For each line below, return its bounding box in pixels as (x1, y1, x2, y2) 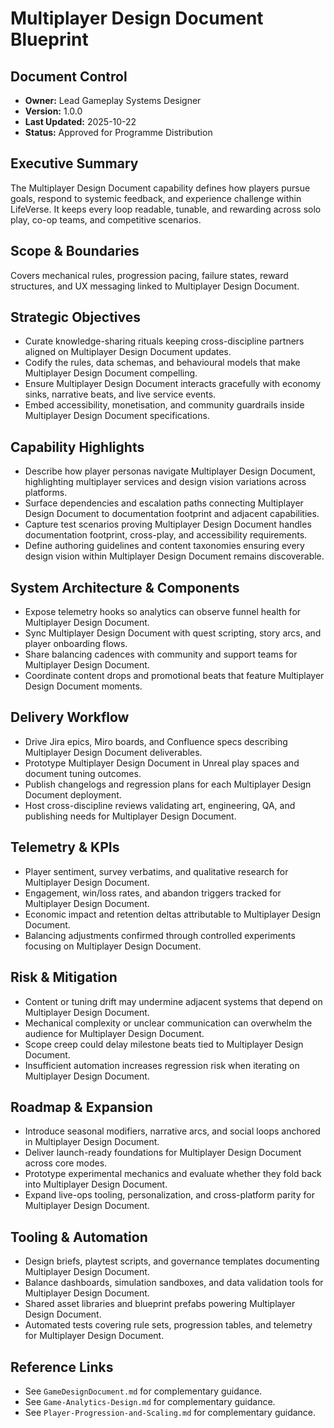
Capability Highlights (10, 438, 145, 456)
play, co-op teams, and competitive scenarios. (10, 213, 202, 226)
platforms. (24, 487, 68, 499)
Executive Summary (10, 155, 139, 172)
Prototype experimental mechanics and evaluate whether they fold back (24, 1168, 322, 1180)
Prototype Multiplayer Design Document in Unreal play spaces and (24, 757, 300, 769)
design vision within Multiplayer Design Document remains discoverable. (24, 550, 325, 562)
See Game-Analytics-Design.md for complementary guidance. (24, 1395, 276, 1407)
